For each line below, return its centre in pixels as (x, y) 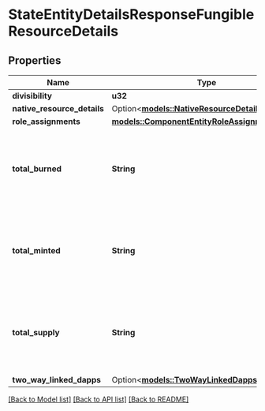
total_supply (36, 333)
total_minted (36, 250)
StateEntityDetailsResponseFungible (131, 15)
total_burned (37, 169)
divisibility (32, 96)
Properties (35, 60)
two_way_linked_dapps (56, 380)
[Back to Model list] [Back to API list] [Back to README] (99, 399)
